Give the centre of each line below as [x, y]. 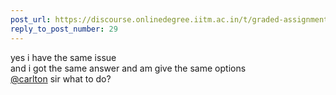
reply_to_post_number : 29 [64, 29]
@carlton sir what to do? [61, 78]
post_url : [31, 19]
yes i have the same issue [63, 57]
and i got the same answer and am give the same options [128, 68]
